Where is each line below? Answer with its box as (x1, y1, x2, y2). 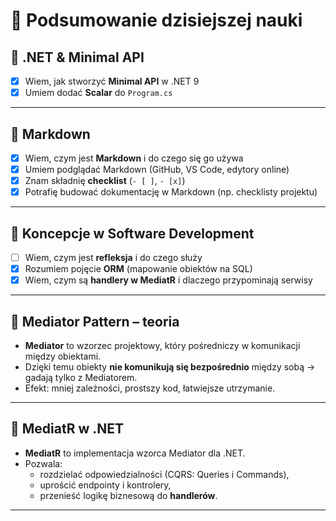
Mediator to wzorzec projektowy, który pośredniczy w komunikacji (24, 340, 301, 351)
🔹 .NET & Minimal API (10, 49, 145, 66)
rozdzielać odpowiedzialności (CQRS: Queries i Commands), (39, 468, 290, 480)
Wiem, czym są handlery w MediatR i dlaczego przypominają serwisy (24, 274, 313, 286)
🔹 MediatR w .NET (10, 420, 125, 438)
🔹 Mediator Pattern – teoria (10, 313, 180, 330)
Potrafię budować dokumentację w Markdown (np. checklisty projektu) (24, 186, 318, 198)
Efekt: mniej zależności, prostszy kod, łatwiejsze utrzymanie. (24, 382, 276, 394)
